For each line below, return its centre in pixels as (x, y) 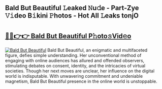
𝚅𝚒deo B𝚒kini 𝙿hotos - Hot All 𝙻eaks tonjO (72, 16)
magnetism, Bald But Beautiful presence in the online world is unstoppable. (81, 81)
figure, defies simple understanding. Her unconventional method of (73, 55)
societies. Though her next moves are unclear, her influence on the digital (80, 71)
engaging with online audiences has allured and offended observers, (75, 60)
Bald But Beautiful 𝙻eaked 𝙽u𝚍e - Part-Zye (72, 8)
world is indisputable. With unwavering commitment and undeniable (74, 76)
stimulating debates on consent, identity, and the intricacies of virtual (75, 66)
